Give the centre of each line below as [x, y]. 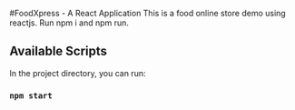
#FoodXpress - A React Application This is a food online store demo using [147, 13]
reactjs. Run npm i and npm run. [69, 23]
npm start [31, 95]
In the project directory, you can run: [78, 73]
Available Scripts [58, 51]
